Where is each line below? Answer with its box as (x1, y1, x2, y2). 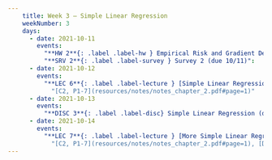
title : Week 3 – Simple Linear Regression (22, 11, 168, 20)
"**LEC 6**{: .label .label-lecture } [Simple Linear (43, 79, 230, 87)
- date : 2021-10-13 (28, 95, 95, 103)
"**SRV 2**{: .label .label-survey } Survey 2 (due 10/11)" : (43, 57, 255, 65)
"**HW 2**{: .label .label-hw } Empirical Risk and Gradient (43, 49, 255, 57)
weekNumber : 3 (22, 19, 70, 27)
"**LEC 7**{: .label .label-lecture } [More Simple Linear (43, 132, 248, 140)
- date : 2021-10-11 (28, 34, 95, 43)
